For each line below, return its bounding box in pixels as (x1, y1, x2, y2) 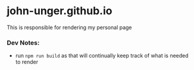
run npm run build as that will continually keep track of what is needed (15, 52, 189, 59)
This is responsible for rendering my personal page (7, 24, 133, 31)
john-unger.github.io (7, 4, 112, 18)
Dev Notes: (7, 39, 40, 47)
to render (15, 58, 39, 66)
